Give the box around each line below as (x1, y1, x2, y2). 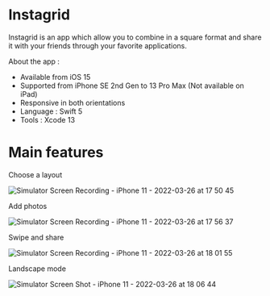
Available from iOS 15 (19, 72, 91, 81)
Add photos (8, 201, 48, 211)
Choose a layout (8, 169, 63, 179)
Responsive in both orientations (19, 98, 126, 107)
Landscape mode (8, 264, 67, 273)
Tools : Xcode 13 (19, 115, 75, 124)
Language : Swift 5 (19, 106, 83, 116)
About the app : (8, 56, 60, 66)
